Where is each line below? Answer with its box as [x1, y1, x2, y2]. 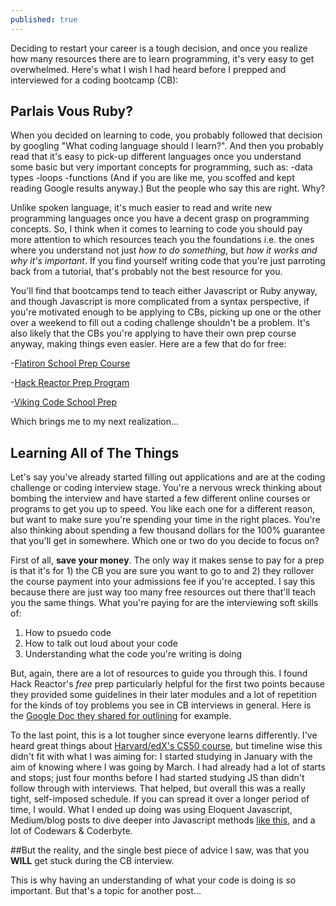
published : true [10, 14, 78, 25]
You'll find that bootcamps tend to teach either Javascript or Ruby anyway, [10, 285, 318, 297]
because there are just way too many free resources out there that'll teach [10, 586, 317, 598]
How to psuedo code [24, 627, 112, 639]
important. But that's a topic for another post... [10, 885, 202, 897]
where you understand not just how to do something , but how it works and [10, 244, 318, 256]
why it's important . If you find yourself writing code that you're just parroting [10, 255, 326, 267]
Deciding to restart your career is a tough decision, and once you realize [10, 42, 308, 54]
